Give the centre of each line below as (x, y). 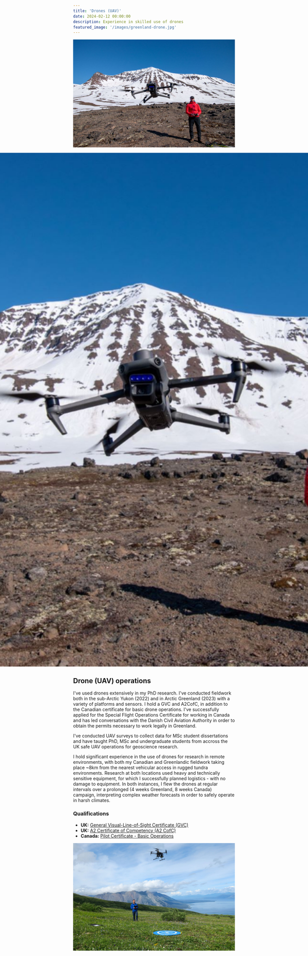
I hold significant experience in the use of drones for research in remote (149, 757)
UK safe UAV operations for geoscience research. (126, 747)
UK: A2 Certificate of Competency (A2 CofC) (128, 830)
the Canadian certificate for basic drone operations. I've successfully (146, 709)
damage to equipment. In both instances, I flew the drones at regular (146, 784)
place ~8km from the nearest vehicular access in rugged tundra (140, 767)
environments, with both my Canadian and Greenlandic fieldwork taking (149, 762)
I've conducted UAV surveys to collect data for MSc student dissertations (151, 736)
